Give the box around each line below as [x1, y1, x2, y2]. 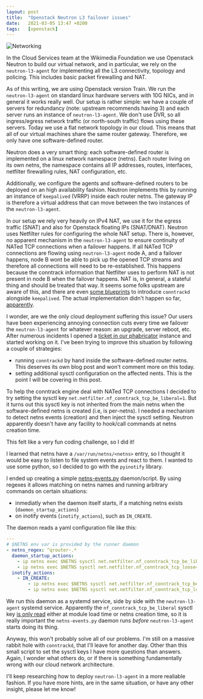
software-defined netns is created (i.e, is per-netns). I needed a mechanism [6, 407, 195, 414]
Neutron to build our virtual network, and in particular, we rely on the [6, 61, 177, 68]
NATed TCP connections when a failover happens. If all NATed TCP [6, 243, 173, 251]
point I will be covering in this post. [14, 376, 102, 383]
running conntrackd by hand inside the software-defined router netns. [14, 357, 188, 364]
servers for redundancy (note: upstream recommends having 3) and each [6, 104, 190, 112]
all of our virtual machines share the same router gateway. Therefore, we [6, 130, 187, 138]
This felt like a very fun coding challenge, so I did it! [6, 438, 135, 446]
